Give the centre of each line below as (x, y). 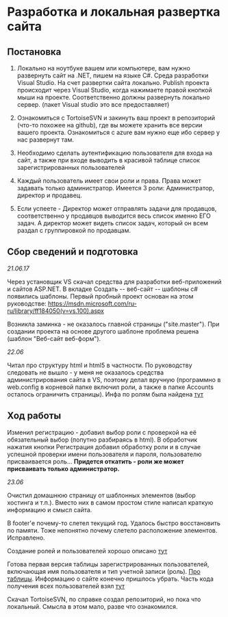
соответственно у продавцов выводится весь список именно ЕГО (114, 216)
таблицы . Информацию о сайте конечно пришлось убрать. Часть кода (110, 579)
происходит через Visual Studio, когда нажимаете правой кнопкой (114, 90)
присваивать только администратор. (63, 468)
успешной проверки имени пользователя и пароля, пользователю (104, 454)
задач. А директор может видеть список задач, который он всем (113, 223)
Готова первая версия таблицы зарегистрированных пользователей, (108, 564)
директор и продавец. (49, 195)
